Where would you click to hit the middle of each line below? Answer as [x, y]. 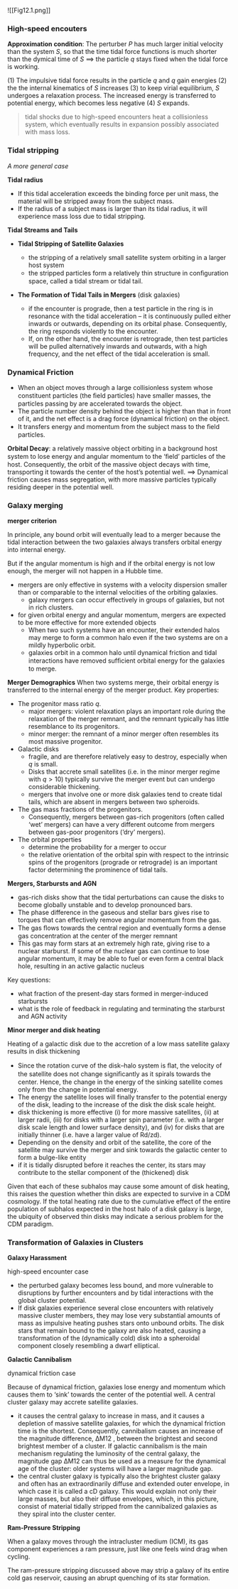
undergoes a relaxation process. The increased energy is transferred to [112, 96]
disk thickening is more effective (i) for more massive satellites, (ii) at [118, 1112]
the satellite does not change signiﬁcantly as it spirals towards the [114, 1074]
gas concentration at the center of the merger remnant [97, 936]
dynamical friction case [42, 1373]
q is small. [43, 764]
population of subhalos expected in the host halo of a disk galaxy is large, [115, 1209]
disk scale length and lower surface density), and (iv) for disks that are [121, 1127]
